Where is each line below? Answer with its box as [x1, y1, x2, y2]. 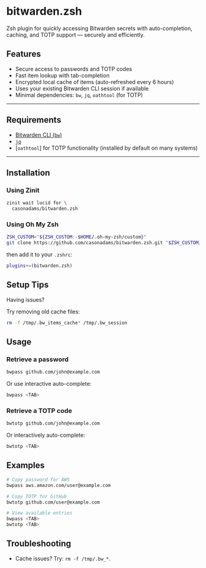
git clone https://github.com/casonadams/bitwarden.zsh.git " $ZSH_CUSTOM [6, 240, 199, 246]
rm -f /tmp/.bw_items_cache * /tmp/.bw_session [6, 320, 128, 326]
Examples [6, 460, 45, 470]
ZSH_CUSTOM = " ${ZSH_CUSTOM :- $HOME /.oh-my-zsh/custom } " [6, 234, 147, 240]
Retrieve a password [6, 355, 69, 363]
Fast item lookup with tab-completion [15, 72, 110, 79]
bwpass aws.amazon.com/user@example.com [6, 482, 112, 488]
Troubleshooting [6, 539, 72, 549]
